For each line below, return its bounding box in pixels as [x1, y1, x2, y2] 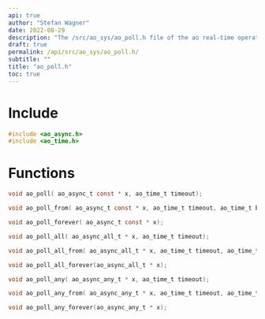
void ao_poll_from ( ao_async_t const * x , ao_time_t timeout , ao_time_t [8, 204, 252, 213]
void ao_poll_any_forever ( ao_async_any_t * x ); [8, 304, 168, 312]
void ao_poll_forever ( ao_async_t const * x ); [8, 218, 164, 226]
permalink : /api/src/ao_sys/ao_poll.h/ [8, 48, 140, 56]
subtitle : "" [8, 56, 51, 64]
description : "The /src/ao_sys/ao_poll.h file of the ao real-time [8, 33, 235, 42]
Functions [8, 164, 75, 182]
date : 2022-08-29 [8, 26, 65, 34]
